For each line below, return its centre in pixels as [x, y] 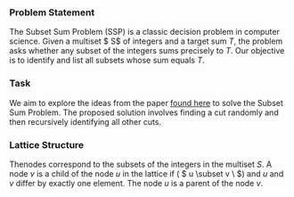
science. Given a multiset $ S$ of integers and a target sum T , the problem [146, 41]
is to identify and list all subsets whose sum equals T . [107, 61]
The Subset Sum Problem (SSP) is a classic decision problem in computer [145, 32]
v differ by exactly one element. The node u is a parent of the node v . [136, 183]
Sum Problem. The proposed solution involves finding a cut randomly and [144, 112]
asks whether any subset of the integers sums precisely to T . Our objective [147, 51]
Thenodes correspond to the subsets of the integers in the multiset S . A [141, 164]
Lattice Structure [47, 144]
